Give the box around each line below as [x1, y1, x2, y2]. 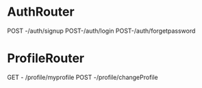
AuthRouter [7, 4, 75, 20]
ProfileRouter [7, 50, 84, 66]
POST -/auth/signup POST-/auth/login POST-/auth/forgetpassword [7, 27, 196, 35]
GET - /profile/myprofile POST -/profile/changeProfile [7, 73, 159, 81]
